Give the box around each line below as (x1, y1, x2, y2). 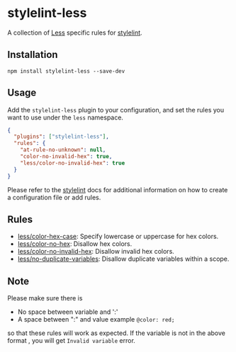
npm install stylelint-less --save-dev (7, 67, 125, 75)
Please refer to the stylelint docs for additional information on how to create (7, 185, 228, 194)
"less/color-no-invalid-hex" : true (20, 159, 125, 167)
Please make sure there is (7, 294, 83, 303)
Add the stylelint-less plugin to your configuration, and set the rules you (7, 105, 225, 114)
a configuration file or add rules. (7, 193, 101, 201)
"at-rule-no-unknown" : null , (20, 146, 106, 153)
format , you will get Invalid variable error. (7, 336, 136, 345)
